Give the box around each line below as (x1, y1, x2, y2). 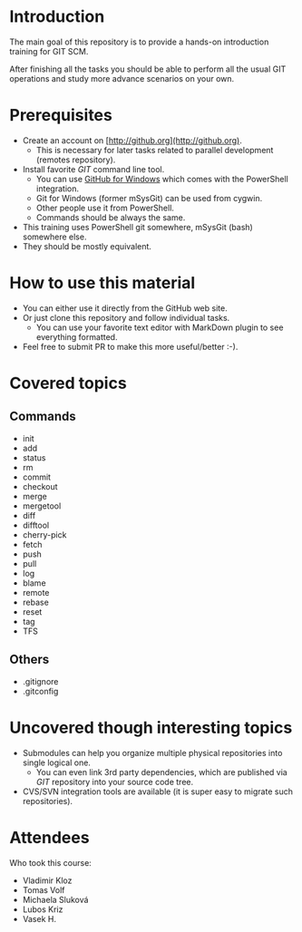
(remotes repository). (35, 154, 116, 165)
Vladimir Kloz (22, 875, 73, 886)
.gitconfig (22, 685, 59, 696)
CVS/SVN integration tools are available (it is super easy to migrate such (22, 786, 293, 797)
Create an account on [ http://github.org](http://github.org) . (22, 134, 242, 146)
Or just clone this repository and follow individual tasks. (22, 312, 230, 323)
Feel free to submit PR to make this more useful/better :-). (22, 341, 239, 352)
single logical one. (22, 757, 91, 768)
